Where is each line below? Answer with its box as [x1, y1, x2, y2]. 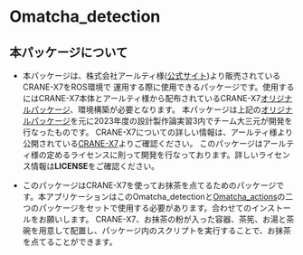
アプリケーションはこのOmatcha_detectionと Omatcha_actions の [45, 192, 286, 202]
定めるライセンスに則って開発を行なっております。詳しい [46, 149, 260, 160]
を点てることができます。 [22, 237, 118, 247]
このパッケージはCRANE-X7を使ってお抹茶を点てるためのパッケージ [22, 180, 277, 191]
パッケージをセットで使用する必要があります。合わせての [38, 203, 252, 213]
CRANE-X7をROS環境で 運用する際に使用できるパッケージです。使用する [22, 81, 295, 92]
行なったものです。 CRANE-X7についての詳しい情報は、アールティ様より [22, 127, 294, 137]
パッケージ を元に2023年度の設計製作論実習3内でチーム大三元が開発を [30, 116, 293, 126]
